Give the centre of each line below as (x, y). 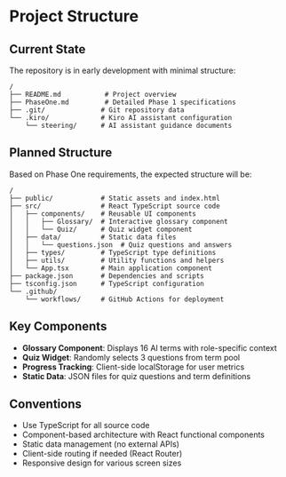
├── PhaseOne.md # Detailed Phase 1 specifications (123, 102)
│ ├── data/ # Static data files (93, 237)
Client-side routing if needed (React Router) (102, 454)
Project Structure (74, 16)
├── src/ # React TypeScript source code (115, 206)
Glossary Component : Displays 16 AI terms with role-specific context (149, 347)
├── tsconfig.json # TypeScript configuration (107, 283)
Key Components (58, 326)
